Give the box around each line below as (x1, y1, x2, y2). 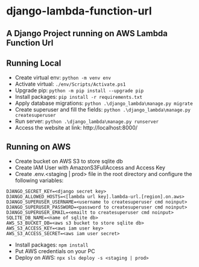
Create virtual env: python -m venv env (14, 74, 112, 81)
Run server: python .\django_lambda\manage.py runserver (14, 118, 159, 125)
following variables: (14, 177, 64, 184)
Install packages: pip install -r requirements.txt (14, 93, 143, 101)
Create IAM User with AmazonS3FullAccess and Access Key (14, 164, 166, 171)
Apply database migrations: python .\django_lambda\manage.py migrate (14, 99, 193, 107)
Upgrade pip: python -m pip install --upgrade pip (14, 87, 144, 94)
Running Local (6, 58, 62, 68)
